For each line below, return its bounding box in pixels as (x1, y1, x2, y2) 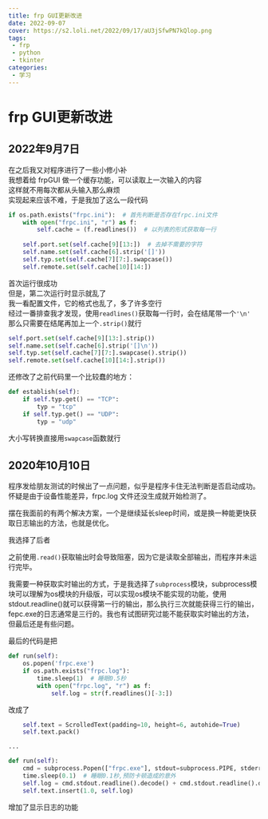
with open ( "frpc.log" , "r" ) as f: (37, 682, 152, 690)
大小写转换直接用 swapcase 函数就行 (8, 433, 121, 443)
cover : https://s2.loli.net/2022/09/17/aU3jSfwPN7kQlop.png (8, 26, 213, 34)
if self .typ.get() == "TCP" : (22, 396, 120, 404)
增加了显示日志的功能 (8, 802, 78, 812)
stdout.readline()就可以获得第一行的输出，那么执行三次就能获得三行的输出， (8, 599, 258, 609)
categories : (8, 64, 48, 72)
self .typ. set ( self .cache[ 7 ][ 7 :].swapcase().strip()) (8, 349, 187, 357)
